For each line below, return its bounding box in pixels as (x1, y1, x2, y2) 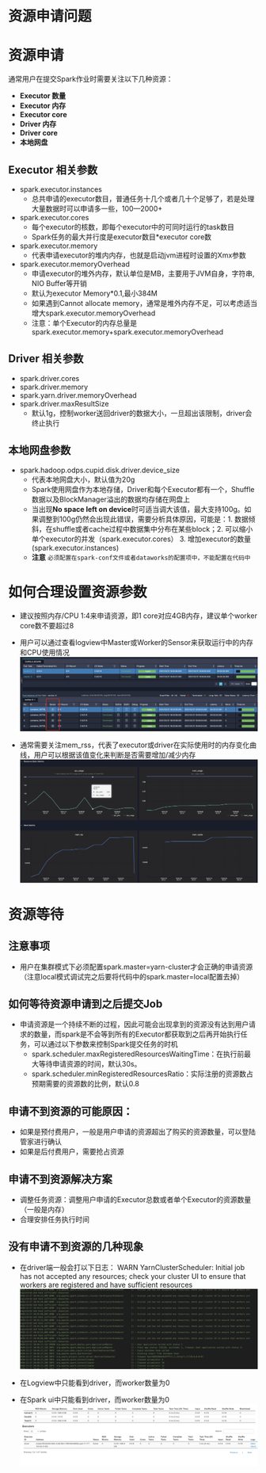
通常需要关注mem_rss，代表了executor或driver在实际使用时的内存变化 (19, 740, 250, 750)
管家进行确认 (19, 1137, 62, 1147)
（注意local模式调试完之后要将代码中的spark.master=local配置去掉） (19, 971, 244, 981)
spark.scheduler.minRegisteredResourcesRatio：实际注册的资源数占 (31, 1069, 253, 1078)
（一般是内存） (19, 1205, 69, 1214)
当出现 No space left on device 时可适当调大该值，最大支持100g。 (31, 504, 245, 513)
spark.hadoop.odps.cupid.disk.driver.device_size (19, 465, 180, 475)
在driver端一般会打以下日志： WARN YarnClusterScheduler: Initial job (19, 1262, 245, 1272)
